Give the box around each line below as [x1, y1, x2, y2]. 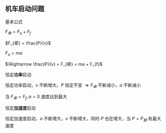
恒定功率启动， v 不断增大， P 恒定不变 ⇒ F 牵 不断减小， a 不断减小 [5, 82, 141, 89]
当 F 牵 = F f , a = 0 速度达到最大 [5, 93, 67, 100]
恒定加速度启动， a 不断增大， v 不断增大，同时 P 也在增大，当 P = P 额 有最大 [5, 116, 162, 123]
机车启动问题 [5, 4, 45, 13]
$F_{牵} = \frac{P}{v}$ [5, 40, 51, 46]
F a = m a [5, 50, 22, 57]
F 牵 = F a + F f [5, 29, 31, 36]
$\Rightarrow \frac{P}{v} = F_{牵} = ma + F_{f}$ [5, 61, 103, 67]
